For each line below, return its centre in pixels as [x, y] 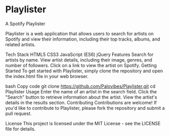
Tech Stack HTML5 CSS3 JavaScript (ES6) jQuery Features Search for [79, 54]
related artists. [20, 44]
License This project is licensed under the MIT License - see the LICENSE [83, 123]
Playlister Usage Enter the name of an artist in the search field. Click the [81, 91]
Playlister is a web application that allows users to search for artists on [79, 33]
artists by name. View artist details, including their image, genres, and [79, 60]
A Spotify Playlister [25, 24]
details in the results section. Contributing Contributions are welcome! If [81, 102]
